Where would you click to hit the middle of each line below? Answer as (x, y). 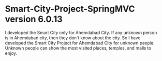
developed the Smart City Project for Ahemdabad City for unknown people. (80, 43)
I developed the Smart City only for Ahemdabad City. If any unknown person (81, 32)
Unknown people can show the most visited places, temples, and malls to (78, 48)
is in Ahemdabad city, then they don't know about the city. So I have (73, 38)
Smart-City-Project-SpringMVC (70, 9)
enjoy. (11, 53)
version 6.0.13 (34, 19)
